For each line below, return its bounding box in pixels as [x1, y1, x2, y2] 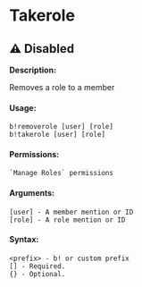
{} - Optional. [9, 269, 66, 278]
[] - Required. [9, 261, 66, 271]
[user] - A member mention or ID [9, 207, 134, 216]
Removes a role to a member [9, 82, 115, 92]
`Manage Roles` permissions [9, 169, 114, 178]
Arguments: [9, 188, 55, 198]
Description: [9, 64, 56, 75]
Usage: [9, 102, 38, 113]
